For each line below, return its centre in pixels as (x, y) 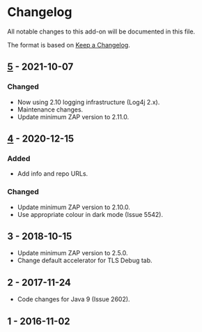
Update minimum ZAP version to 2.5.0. (72, 253)
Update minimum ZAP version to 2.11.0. (73, 116)
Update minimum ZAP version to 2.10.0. (74, 207)
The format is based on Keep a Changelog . (69, 45)
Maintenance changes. (50, 110)
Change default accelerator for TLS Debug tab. (85, 261)
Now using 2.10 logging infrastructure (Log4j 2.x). (88, 102)
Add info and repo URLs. (53, 174)
